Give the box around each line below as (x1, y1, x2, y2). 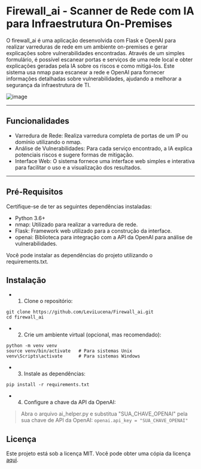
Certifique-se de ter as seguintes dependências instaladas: (6, 203, 153, 210)
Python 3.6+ (14, 214, 46, 221)
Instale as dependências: (23, 370, 86, 377)
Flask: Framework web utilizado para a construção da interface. (14, 227, 172, 235)
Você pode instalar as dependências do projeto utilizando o (6, 251, 153, 258)
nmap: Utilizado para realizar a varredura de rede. (14, 221, 138, 228)
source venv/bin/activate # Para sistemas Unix (6, 348, 133, 354)
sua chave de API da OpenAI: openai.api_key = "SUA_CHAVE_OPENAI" (20, 417, 188, 424)
